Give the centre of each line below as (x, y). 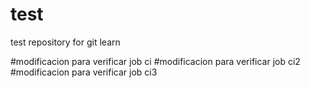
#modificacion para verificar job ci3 (84, 72)
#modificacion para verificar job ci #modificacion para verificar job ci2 (155, 61)
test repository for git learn (65, 42)
